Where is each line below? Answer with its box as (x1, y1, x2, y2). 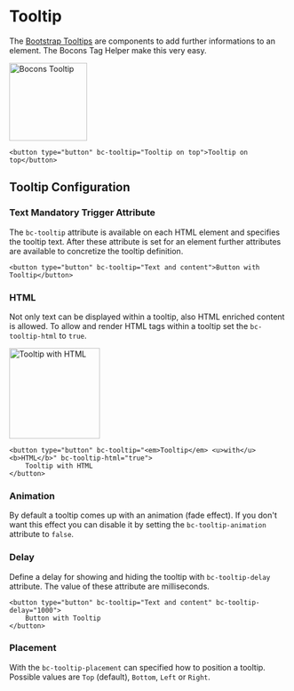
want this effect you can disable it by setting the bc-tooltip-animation (9, 519, 266, 530)
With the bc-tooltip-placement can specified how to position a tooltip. (9, 662, 266, 672)
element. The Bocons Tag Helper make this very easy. (9, 44, 207, 55)
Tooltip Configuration (9, 180, 131, 195)
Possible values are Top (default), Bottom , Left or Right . (9, 671, 211, 682)
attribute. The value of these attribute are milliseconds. (9, 581, 211, 591)
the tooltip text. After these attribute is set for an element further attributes (9, 236, 282, 246)
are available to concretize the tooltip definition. (9, 245, 184, 256)
